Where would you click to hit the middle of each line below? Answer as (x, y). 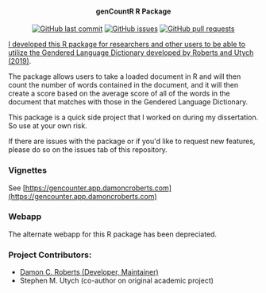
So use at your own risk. (48, 126)
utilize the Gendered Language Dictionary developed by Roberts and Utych (131, 53)
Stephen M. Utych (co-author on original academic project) (117, 281)
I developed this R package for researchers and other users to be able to (127, 45)
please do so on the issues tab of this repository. (88, 150)
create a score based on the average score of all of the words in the (119, 94)
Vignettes (28, 170)
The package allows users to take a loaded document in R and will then (125, 76)
